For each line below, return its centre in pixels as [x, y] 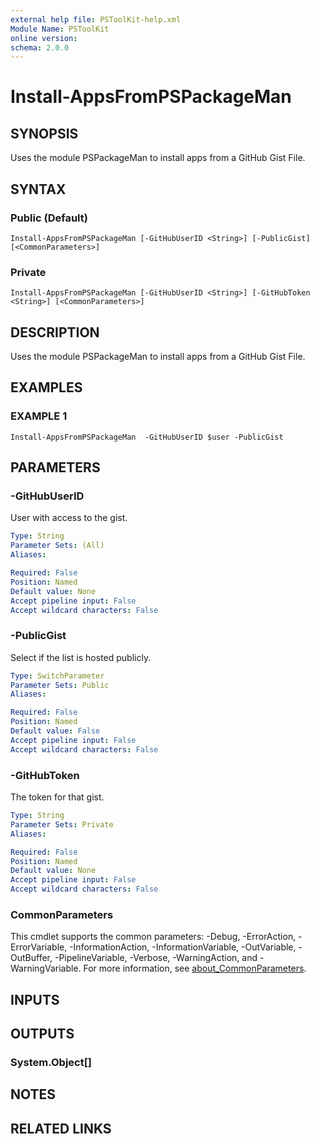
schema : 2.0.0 [40, 47]
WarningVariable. [46, 968]
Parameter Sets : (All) [57, 546]
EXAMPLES [46, 387]
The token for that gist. [57, 797]
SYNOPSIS [44, 133]
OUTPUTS [42, 1034]
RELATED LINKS [61, 1128]
